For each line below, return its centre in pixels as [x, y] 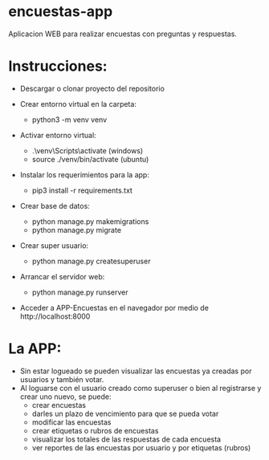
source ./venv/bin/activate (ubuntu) [90, 159]
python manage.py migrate [77, 230]
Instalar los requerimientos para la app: [85, 174]
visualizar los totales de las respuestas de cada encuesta [126, 439]
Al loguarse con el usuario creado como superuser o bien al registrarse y [141, 388]
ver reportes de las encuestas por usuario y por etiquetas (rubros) [141, 447]
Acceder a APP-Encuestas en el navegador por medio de [114, 307]
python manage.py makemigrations [90, 221]
